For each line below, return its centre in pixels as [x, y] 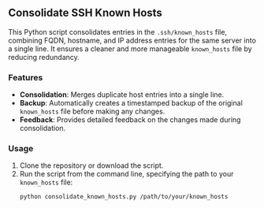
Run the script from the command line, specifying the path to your [126, 174]
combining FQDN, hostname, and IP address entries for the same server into [132, 40]
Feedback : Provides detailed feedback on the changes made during [130, 120]
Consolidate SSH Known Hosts [86, 13]
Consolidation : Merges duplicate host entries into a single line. [122, 95]
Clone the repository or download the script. [91, 165]
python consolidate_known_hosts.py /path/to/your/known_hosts [124, 197]
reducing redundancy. [44, 57]
